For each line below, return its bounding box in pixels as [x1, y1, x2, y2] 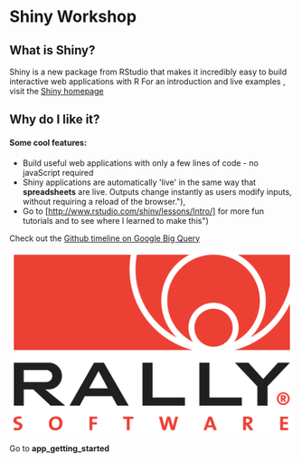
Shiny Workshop [9, 6, 137, 27]
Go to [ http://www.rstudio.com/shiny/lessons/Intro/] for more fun [22, 206, 265, 217]
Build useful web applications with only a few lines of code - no [22, 157, 260, 169]
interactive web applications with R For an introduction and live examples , [9, 76, 286, 87]
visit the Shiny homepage [9, 86, 104, 96]
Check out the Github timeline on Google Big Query [9, 233, 201, 244]
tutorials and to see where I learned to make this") [22, 215, 210, 226]
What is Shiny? [9, 43, 96, 58]
